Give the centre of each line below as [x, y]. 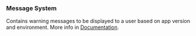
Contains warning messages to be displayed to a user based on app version [98, 21]
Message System [31, 8]
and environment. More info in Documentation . [63, 27]
